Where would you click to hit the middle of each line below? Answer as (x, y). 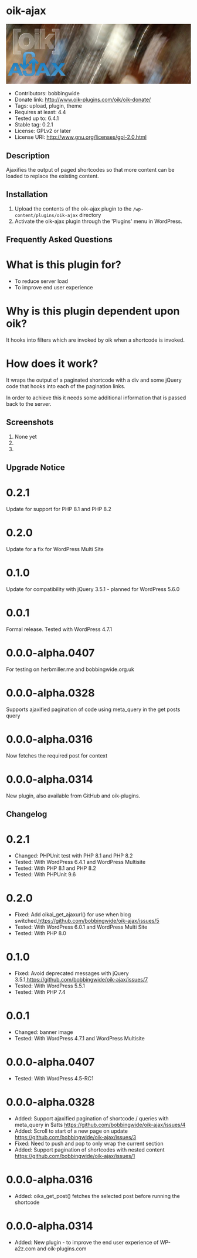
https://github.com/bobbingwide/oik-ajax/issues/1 (75, 1156)
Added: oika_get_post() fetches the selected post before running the (97, 1196)
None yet (26, 436)
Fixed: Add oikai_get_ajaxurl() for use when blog (73, 914)
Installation (27, 194)
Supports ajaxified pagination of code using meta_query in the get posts (93, 709)
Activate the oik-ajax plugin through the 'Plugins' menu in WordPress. (98, 221)
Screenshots (30, 423)
